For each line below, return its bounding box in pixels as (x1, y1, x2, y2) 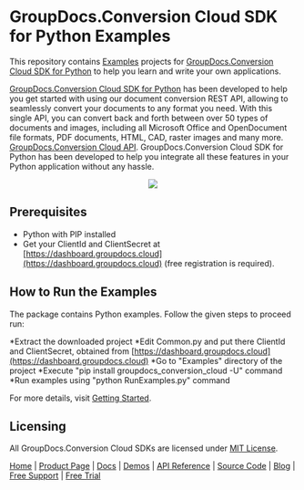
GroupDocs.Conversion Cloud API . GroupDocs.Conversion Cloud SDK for (9, 141, 284, 152)
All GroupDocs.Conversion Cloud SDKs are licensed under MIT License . (9, 443, 279, 454)
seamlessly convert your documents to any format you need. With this (9, 102, 273, 113)
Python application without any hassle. (9, 161, 155, 172)
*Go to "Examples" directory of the (150, 355, 283, 366)
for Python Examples (9, 26, 171, 47)
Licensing (9, 418, 66, 434)
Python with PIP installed (22, 228, 117, 239)
